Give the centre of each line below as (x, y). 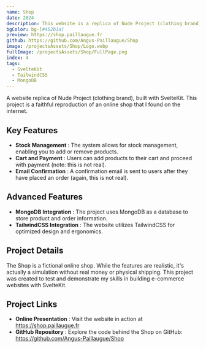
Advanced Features (45, 197)
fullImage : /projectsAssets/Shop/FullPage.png (67, 52)
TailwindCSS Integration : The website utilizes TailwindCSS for (95, 225)
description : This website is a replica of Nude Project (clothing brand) (104, 23)
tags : (13, 63)
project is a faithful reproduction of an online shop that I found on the (93, 104)
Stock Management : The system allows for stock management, (97, 145)
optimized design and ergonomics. (59, 231)
